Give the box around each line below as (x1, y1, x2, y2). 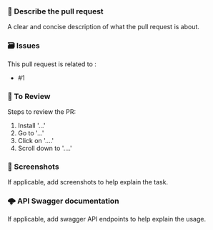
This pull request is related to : (7, 60, 96, 68)
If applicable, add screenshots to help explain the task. (7, 178, 169, 187)
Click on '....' (17, 136, 54, 145)
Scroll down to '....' (17, 144, 73, 152)
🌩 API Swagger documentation (7, 196, 119, 206)
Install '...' (17, 121, 46, 130)
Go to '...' (17, 128, 44, 137)
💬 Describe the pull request (7, 6, 104, 16)
